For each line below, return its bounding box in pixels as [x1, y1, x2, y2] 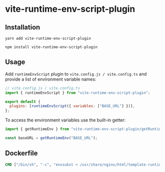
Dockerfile [5, 149, 38, 158]
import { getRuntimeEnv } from [5, 127, 69, 132]
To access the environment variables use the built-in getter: [5, 117, 126, 123]
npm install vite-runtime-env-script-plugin [5, 45, 98, 50]
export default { [5, 99, 41, 104]
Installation [5, 23, 40, 31]
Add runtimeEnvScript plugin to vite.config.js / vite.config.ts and [5, 71, 147, 77]
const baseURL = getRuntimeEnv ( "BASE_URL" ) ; [5, 136, 98, 141]
